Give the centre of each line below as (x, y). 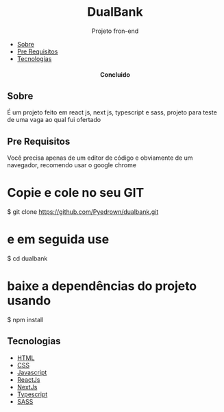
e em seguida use (58, 240)
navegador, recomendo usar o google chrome (72, 165)
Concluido (115, 74)
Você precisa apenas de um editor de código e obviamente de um (100, 158)
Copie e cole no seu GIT (76, 193)
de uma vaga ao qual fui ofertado (54, 120)
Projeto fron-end (115, 31)
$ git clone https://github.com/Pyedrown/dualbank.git (83, 212)
